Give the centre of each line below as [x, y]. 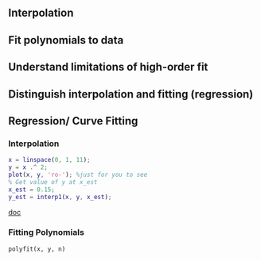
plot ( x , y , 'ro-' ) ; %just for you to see [78, 175]
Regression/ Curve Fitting [73, 121]
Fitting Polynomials [47, 232]
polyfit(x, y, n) [37, 249]
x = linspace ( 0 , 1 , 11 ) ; [49, 160]
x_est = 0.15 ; [32, 190]
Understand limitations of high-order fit [108, 67]
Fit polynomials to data [66, 40]
